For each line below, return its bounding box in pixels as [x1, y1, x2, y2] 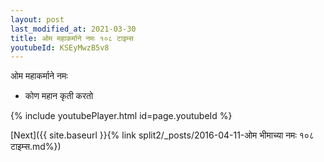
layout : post [10, 14, 65, 25]
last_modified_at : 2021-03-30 [10, 24, 137, 34]
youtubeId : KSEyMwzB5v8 [10, 42, 110, 53]
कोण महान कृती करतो [24, 90, 94, 102]
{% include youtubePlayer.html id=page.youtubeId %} [10, 110, 233, 122]
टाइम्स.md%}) [10, 141, 62, 153]
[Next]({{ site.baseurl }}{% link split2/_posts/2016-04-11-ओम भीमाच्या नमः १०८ [10, 129, 315, 141]
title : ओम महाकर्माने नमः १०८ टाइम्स [10, 33, 134, 43]
